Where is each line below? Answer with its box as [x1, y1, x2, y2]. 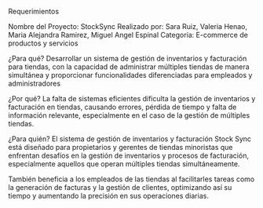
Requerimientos [8, 7, 60, 16]
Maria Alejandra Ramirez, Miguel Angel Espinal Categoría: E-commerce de [8, 31, 249, 39]
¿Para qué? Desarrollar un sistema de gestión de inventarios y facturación [8, 54, 247, 63]
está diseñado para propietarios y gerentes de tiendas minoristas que [8, 143, 233, 151]
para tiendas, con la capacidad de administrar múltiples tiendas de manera [8, 62, 250, 71]
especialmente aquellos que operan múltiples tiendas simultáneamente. [8, 159, 240, 168]
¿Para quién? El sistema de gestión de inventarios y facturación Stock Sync [8, 134, 252, 144]
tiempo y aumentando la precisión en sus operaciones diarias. [8, 192, 210, 200]
